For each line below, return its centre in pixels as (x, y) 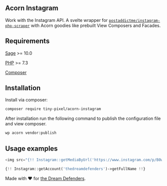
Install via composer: (27, 100)
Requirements (27, 41)
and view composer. (26, 124)
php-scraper (17, 26)
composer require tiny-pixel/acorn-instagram (53, 109)
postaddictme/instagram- (134, 20)
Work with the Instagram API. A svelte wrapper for (56, 20)
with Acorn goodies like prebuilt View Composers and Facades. (96, 25)
